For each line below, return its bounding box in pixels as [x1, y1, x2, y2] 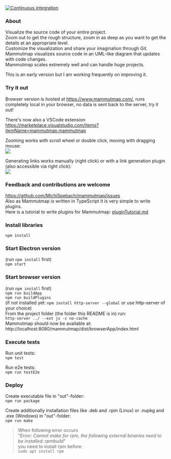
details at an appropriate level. [5, 40, 69, 46]
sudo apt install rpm [17, 449, 64, 454]
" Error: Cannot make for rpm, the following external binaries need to [17, 432, 162, 439]
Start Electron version [5, 245, 61, 252]
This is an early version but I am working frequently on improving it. [5, 71, 147, 78]
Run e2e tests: [5, 365, 36, 371]
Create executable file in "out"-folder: [5, 393, 84, 399]
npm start [5, 262, 27, 267]
